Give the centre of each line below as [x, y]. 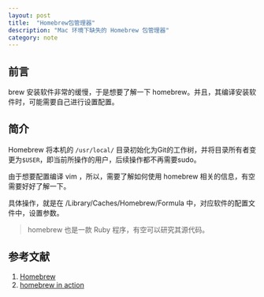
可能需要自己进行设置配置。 [74, 102]
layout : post [30, 15]
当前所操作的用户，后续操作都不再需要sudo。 [127, 160]
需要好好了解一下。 [39, 186]
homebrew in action [52, 284]
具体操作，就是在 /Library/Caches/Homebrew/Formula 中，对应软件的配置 [128, 203]
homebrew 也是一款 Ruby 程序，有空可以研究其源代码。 [118, 229]
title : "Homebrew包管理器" [52, 23]
